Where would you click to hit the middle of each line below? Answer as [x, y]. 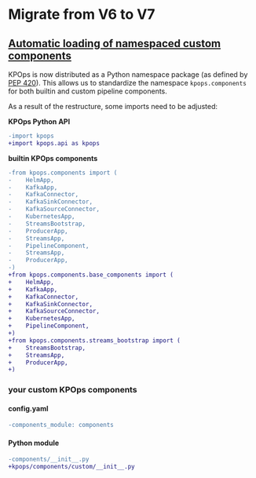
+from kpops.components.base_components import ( [91, 275]
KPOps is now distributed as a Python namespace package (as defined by [128, 75]
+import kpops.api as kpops [54, 143]
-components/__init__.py [49, 460]
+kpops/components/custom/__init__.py [71, 467]
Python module [34, 443]
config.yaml [28, 408]
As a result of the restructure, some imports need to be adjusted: [113, 106]
